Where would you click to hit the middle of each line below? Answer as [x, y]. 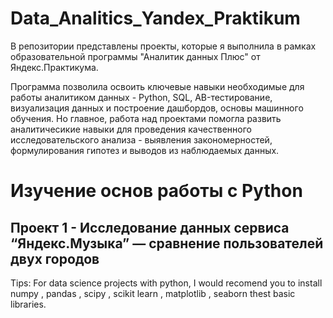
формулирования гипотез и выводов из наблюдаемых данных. [145, 150]
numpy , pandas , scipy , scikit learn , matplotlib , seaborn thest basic [153, 293]
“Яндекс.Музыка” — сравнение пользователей [167, 243]
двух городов [55, 258]
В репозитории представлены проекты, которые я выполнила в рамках [163, 46]
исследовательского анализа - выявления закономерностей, [141, 139]
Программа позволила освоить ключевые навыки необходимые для [157, 86]
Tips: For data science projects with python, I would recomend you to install [166, 283]
